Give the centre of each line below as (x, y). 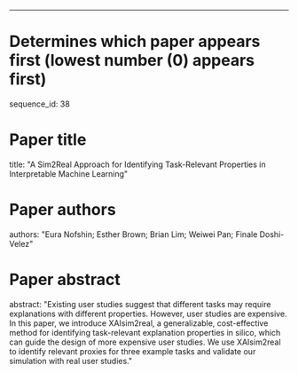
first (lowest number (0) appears (132, 61)
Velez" (21, 243)
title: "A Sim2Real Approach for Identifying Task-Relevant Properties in (137, 164)
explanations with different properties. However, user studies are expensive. (148, 313)
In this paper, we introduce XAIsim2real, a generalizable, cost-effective (139, 323)
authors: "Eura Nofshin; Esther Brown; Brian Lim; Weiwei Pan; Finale (133, 234)
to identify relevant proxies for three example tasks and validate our (133, 351)
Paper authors (63, 210)
